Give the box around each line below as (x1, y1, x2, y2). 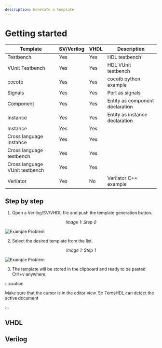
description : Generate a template (5, 7, 75, 12)
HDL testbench (107, 54, 141, 61)
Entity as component (107, 97, 154, 104)
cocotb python (107, 76, 141, 82)
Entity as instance (107, 111, 148, 118)
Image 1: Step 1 (66, 247, 96, 253)
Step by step (5, 197, 44, 205)
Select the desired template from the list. (12, 238, 93, 244)
